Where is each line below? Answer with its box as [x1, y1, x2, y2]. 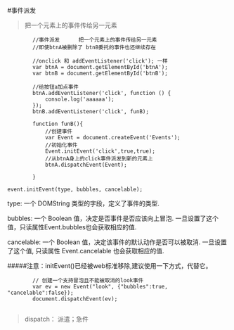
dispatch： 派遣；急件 [24, 315, 89, 323]
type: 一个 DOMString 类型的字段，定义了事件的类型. [7, 199, 160, 208]
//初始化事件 [44, 141, 78, 148]
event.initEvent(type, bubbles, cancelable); [7, 186, 143, 193]
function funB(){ [32, 120, 83, 127]
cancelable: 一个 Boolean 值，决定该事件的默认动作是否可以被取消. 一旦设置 [7, 238, 227, 246]
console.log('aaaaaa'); [44, 96, 115, 103]
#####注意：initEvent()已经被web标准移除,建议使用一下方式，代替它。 [7, 262, 212, 269]
